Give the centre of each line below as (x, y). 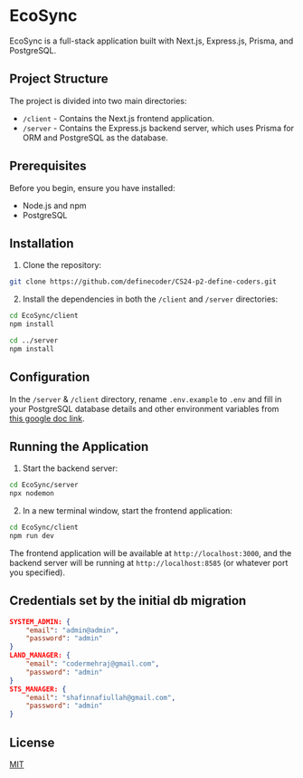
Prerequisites (48, 166)
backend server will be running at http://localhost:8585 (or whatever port (149, 562)
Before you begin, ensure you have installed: (92, 187)
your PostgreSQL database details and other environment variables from (144, 408)
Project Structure (59, 79)
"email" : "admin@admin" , (72, 630)
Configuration (50, 377)
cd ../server (34, 341)
